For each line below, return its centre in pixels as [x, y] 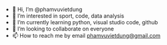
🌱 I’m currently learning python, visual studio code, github [85, 22]
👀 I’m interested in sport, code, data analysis [68, 16]
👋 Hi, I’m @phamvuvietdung [47, 9]
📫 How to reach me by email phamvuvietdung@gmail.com [86, 36]
